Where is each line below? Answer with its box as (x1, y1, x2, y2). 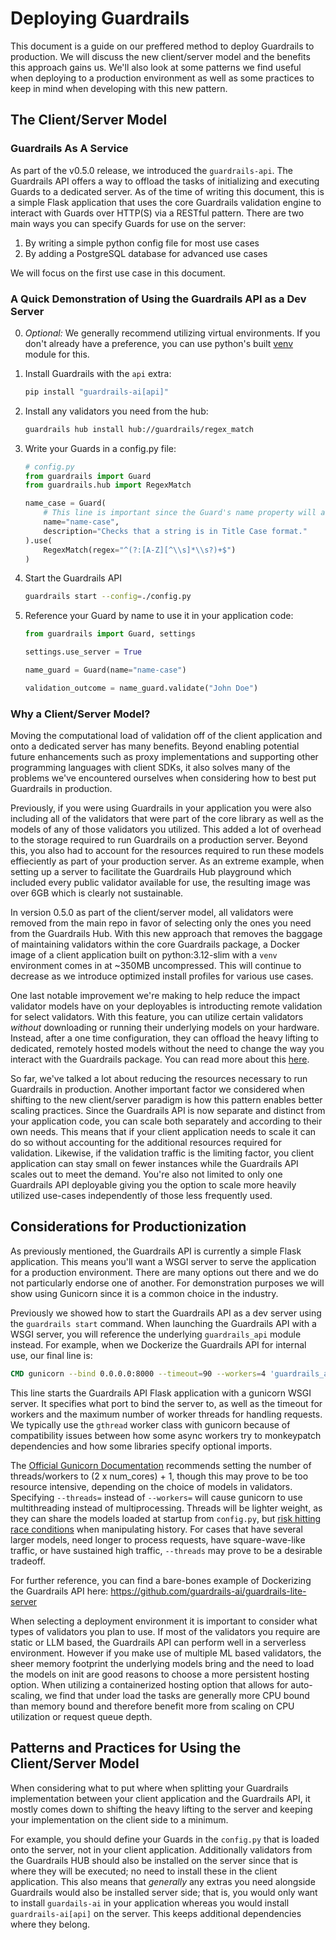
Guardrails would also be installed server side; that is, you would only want (10, 1886, 318, 1898)
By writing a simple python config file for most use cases (24, 237, 260, 249)
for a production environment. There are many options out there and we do (10, 1266, 319, 1278)
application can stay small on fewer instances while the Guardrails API (10, 1158, 299, 1170)
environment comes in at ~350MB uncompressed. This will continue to (10, 960, 302, 972)
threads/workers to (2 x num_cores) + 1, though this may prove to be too (10, 1470, 309, 1482)
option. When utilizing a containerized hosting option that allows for (10, 1678, 289, 1691)
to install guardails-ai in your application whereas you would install (10, 1897, 290, 1909)
